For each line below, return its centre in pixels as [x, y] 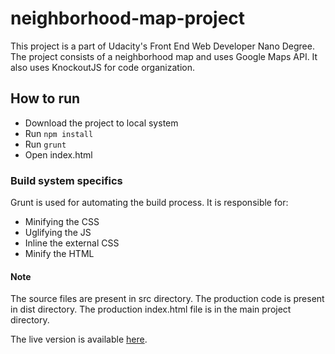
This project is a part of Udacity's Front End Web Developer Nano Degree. [162, 46]
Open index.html [58, 154]
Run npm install [59, 133]
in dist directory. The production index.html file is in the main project [151, 309]
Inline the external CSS [72, 243]
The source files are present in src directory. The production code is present [167, 299]
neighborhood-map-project [128, 18]
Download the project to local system [101, 123]
